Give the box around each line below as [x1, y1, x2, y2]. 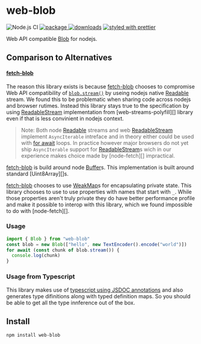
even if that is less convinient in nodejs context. [6, 115, 125, 122]
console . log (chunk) [11, 253, 61, 259]
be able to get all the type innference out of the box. [6, 299, 135, 306]
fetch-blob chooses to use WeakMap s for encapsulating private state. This [6, 182, 192, 189]
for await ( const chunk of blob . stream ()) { [6, 247, 120, 253]
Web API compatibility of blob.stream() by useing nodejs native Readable [6, 89, 189, 96]
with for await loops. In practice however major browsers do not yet [20, 139, 189, 146]
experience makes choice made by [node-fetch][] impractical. [20, 152, 175, 159]
